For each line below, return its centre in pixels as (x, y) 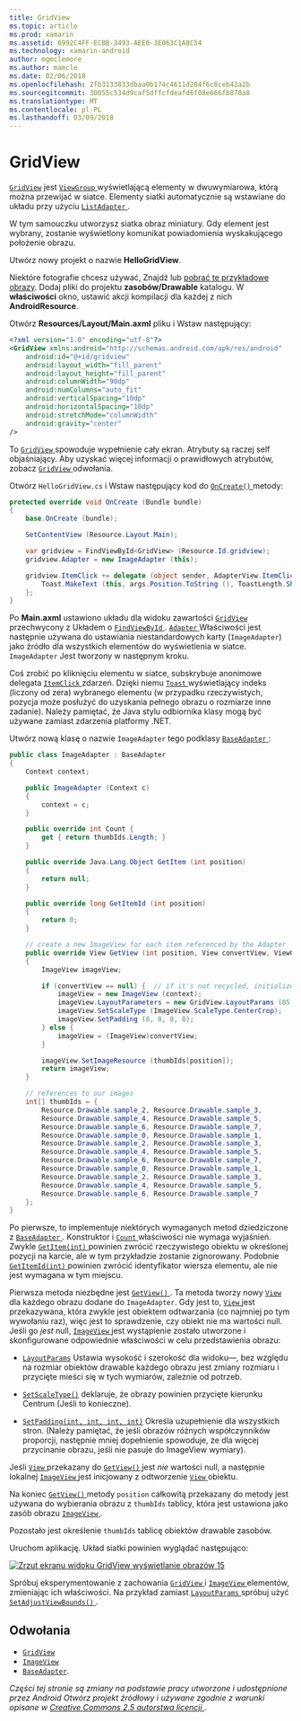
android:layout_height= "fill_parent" (96, 374)
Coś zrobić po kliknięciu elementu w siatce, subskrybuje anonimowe (136, 674)
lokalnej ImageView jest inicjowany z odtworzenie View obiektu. (124, 1477)
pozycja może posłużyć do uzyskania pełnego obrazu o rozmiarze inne (140, 702)
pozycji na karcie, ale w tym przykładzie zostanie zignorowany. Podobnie (144, 1256)
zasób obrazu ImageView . (56, 1514)
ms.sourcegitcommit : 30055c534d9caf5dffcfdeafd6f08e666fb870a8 (130, 93)
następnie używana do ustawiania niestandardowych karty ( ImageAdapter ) (146, 637)
